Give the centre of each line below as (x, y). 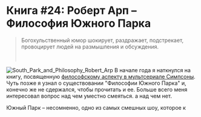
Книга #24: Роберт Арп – (72, 11)
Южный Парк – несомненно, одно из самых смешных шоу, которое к (96, 107)
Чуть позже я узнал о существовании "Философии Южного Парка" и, (96, 83)
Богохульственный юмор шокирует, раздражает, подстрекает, (102, 40)
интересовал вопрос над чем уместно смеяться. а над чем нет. (89, 96)
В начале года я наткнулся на (152, 70)
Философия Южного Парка (79, 23)
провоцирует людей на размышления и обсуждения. (90, 47)
